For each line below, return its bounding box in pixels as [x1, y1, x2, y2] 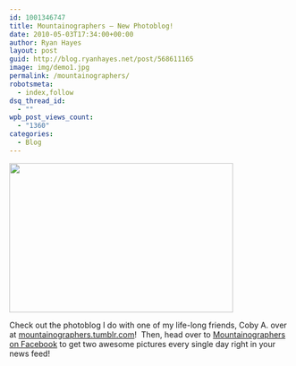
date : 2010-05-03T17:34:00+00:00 [9, 30, 134, 38]
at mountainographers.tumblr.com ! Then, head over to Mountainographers [9, 328, 286, 340]
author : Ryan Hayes [9, 38, 82, 47]
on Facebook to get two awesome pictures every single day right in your [9, 338, 276, 349]
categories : [9, 130, 54, 139]
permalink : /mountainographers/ [9, 72, 130, 81]
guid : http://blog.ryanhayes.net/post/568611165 [9, 55, 194, 64]
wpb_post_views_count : [9, 113, 94, 122]
